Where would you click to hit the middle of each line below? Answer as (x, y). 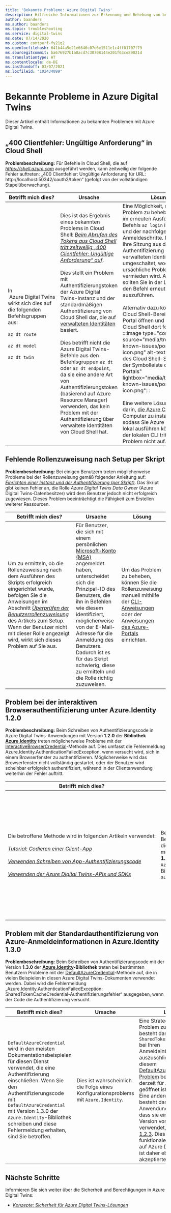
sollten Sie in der (142, 282)
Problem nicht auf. (144, 441)
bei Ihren (150, 1045)
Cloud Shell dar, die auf (88, 317)
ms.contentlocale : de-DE (32, 62)
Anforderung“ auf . (82, 260)
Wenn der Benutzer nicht (38, 627)
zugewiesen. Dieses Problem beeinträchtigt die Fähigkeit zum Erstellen (80, 499)
